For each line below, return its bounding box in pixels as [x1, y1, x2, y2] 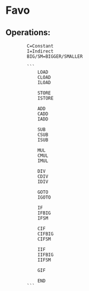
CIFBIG [37, 231, 54, 237]
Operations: [5, 27, 51, 38]
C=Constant [27, 43, 54, 49]
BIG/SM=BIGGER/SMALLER [27, 54, 83, 60]
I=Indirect [27, 48, 54, 54]
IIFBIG [37, 252, 54, 258]
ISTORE [37, 95, 54, 101]
